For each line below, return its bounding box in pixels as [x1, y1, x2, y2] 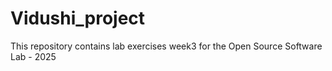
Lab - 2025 [10, 50, 57, 62]
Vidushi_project [10, 7, 146, 30]
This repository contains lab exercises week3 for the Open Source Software [10, 40, 323, 52]
